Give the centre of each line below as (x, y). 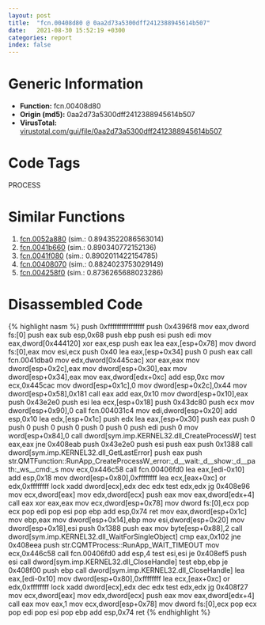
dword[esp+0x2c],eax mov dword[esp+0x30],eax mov (98, 368)
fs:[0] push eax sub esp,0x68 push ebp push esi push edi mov (110, 335)
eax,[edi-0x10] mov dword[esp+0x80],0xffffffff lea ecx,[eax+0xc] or (119, 578)
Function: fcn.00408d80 (60, 106)
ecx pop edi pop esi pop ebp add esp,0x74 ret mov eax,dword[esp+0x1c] (128, 511)
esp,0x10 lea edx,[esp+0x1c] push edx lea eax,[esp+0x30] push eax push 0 (132, 419)
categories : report (40, 38)
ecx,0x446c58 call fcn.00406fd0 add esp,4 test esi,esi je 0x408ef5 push (128, 553)
